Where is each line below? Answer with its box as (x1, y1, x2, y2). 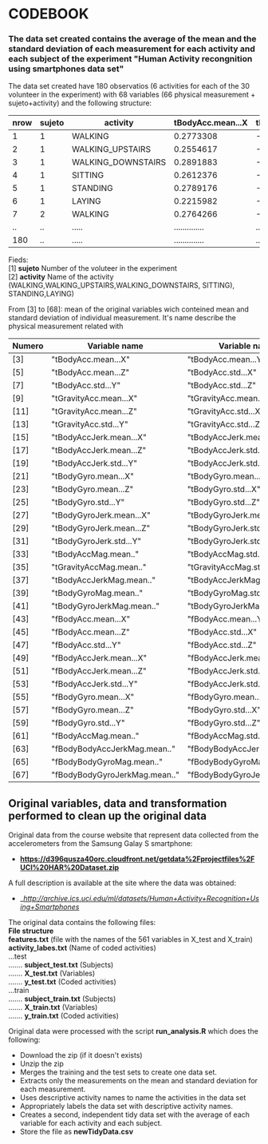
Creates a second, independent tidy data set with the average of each (19, 1110, 250, 1119)
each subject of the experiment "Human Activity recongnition (8, 54, 253, 65)
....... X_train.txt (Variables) (8, 1003, 98, 1012)
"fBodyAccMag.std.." (187, 730, 266, 741)
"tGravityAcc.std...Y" (51, 419, 129, 430)
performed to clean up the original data (8, 808, 207, 823)
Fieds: (8, 255, 29, 264)
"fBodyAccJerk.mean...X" (51, 653, 148, 664)
